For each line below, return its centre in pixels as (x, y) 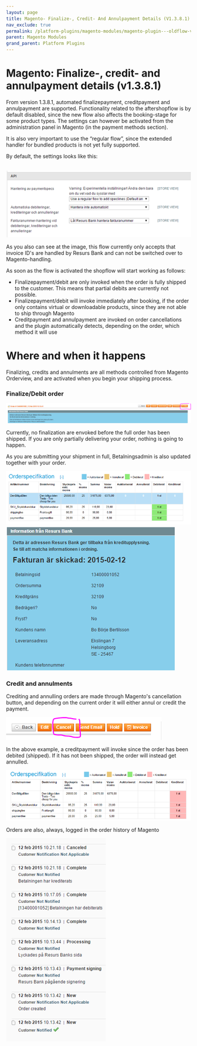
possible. (26, 294)
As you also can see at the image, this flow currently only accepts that (91, 247)
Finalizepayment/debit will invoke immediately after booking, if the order (102, 301)
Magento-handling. (29, 259)
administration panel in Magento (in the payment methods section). (87, 127)
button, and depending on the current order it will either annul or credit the (96, 703)
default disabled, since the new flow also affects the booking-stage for (91, 114)
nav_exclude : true (28, 25)
